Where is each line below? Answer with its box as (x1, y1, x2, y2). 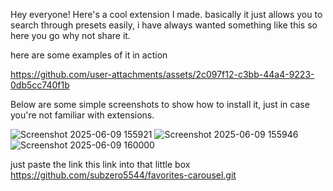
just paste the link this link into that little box (10, 159, 191, 170)
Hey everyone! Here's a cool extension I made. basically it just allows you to (10, 9, 323, 20)
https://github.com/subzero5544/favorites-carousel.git (10, 169, 237, 181)
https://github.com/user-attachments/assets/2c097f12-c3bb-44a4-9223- (10, 69, 315, 80)
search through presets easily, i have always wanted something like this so (10, 19, 318, 31)
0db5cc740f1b (10, 79, 70, 91)
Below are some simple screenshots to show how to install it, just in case (10, 99, 310, 110)
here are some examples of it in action (10, 49, 168, 61)
